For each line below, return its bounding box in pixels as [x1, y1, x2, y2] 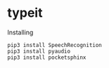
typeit [7, 5, 43, 21]
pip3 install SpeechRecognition [7, 41, 102, 48]
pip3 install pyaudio [7, 48, 71, 55]
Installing [7, 28, 34, 36]
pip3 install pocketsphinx [7, 54, 86, 61]
